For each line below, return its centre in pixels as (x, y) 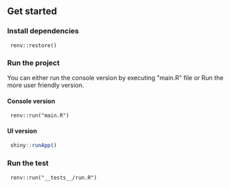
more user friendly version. (46, 85)
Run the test (28, 163)
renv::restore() (33, 45)
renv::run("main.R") (40, 116)
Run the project (33, 63)
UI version (22, 131)
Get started (32, 11)
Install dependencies (43, 31)
